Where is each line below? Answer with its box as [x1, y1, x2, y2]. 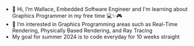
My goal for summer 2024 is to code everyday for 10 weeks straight [11, 33, 180, 40]
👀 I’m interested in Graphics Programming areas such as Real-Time [11, 21, 178, 28]
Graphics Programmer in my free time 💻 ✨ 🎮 [11, 12, 123, 19]
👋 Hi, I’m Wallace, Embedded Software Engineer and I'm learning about [11, 6, 188, 12]
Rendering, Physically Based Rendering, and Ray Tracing [11, 27, 153, 34]
